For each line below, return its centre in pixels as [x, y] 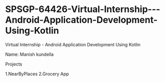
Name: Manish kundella [30, 54]
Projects [14, 64]
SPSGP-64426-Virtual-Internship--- [83, 9]
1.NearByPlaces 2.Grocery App [37, 73]
